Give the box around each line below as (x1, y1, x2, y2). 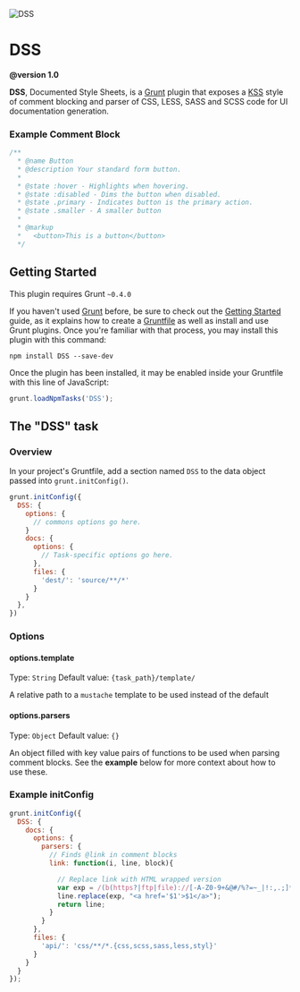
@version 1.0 (9, 69, 60, 80)
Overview (9, 445, 53, 458)
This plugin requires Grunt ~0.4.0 (9, 288, 132, 299)
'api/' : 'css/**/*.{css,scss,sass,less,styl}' (41, 941, 218, 950)
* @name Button (17, 157, 74, 165)
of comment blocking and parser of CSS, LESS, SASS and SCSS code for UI (9, 96, 288, 106)
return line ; (56, 900, 105, 909)
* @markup (17, 224, 54, 233)
